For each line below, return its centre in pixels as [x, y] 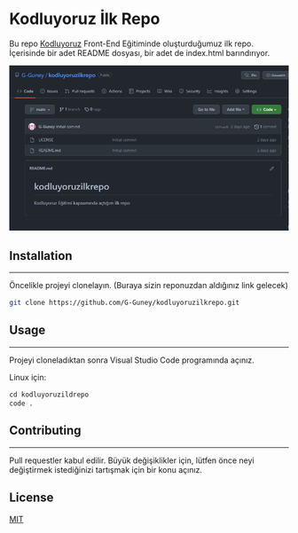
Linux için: [28, 377]
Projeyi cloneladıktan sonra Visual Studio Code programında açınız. [132, 360]
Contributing [45, 431]
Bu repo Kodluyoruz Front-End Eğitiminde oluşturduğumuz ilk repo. [132, 43]
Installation [41, 256]
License [31, 498]
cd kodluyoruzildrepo [49, 395]
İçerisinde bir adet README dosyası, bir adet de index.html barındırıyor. [140, 52]
